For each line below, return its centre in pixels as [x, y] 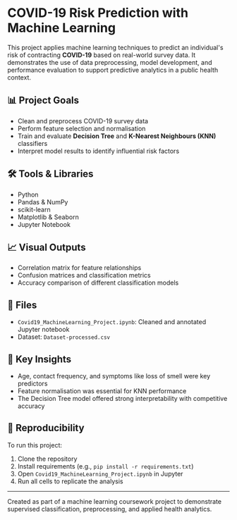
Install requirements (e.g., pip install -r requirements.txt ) [105, 466]
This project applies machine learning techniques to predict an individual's [115, 47]
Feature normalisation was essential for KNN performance [102, 391]
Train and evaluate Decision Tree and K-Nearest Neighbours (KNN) [117, 136]
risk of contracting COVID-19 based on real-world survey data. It [102, 55]
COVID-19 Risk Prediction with [98, 13]
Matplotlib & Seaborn [48, 217]
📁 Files [22, 305]
